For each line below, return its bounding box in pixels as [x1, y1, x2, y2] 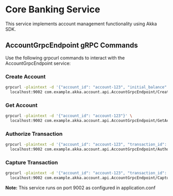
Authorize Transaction [5, 130, 63, 137]
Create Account [5, 73, 46, 80]
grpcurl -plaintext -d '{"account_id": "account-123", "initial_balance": [5, 85, 169, 90]
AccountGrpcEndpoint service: [5, 60, 71, 66]
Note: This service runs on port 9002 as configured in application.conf [5, 184, 156, 191]
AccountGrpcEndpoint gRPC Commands [5, 41, 138, 50]
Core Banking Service [5, 4, 100, 15]
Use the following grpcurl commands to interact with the [5, 55, 125, 61]
